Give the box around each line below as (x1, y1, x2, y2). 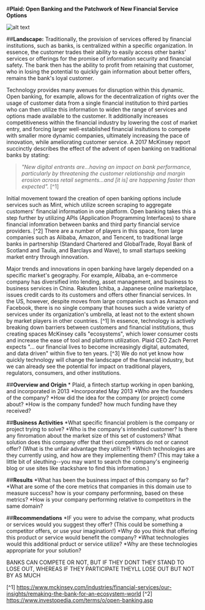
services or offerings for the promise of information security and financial (6, 55, 192, 62)
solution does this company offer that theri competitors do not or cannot (6, 439, 188, 446)
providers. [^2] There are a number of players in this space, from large (6, 227, 184, 235)
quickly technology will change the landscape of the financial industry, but (6, 356, 194, 363)
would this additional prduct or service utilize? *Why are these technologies (6, 540, 198, 548)
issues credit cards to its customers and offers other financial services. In (6, 291, 192, 298)
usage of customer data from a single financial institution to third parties (6, 99, 188, 107)
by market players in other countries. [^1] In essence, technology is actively (6, 317, 196, 324)
